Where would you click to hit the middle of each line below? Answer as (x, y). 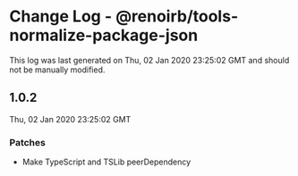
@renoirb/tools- (177, 17)
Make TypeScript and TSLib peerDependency (106, 162)
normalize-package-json (104, 35)
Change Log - (61, 17)
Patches (28, 142)
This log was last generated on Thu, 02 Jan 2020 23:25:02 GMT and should (149, 60)
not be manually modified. (57, 70)
